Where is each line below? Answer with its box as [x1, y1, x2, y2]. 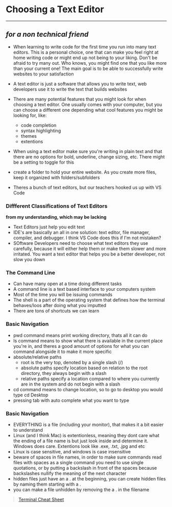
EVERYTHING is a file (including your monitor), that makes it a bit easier [13, 421, 164, 427]
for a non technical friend [6, 30, 89, 39]
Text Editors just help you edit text [13, 224, 85, 230]
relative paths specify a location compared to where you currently [20, 375, 160, 382]
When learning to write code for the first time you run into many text [13, 43, 156, 49]
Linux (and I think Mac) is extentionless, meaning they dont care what [13, 432, 160, 438]
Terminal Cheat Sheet [18, 496, 64, 502]
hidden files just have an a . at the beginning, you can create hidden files [13, 475, 166, 481]
